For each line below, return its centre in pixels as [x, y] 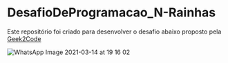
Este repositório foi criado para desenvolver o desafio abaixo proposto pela [114, 32]
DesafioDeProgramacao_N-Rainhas [112, 13]
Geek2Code [24, 38]
